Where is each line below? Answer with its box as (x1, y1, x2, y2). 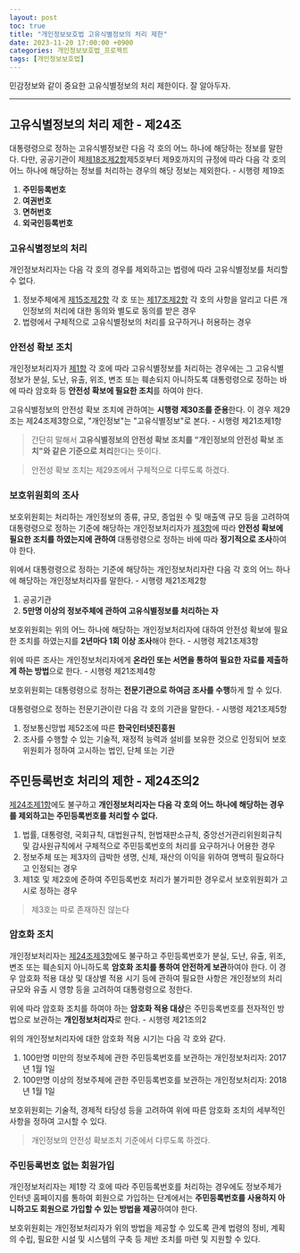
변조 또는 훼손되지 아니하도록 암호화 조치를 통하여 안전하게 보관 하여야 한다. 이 (9, 962, 277, 972)
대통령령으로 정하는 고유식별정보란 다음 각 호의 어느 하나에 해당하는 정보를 (9, 142, 267, 153)
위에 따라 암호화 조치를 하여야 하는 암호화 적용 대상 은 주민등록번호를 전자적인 (9, 1003, 276, 1013)
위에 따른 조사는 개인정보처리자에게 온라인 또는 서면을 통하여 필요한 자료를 (9, 654, 265, 665)
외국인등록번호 (21, 217, 73, 228)
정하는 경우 (38, 885, 78, 896)
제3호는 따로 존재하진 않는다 (30, 904, 129, 914)
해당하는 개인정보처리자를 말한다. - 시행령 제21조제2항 (18, 575, 207, 585)
